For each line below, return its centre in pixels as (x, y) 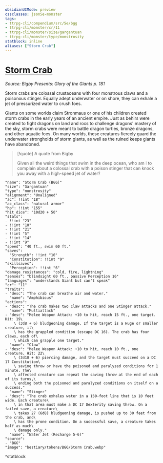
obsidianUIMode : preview (30, 10)
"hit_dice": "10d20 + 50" (31, 212)
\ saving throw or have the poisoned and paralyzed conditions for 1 (86, 366)
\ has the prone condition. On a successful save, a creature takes (85, 421)
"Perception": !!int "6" (35, 268)
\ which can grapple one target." (49, 340)
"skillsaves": (20, 263)
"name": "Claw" (25, 345)
